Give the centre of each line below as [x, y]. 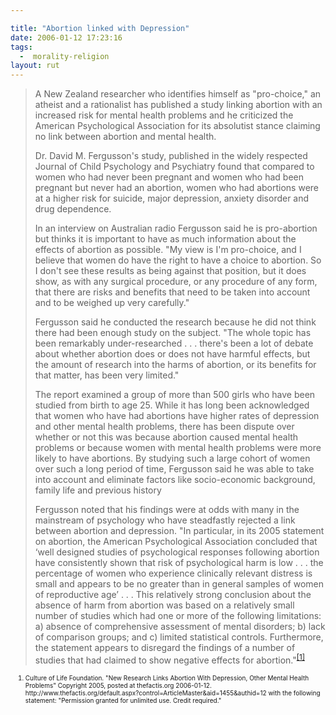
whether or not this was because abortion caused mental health [166, 437]
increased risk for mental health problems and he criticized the [164, 115]
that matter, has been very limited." [107, 375]
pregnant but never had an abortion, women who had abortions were [177, 188]
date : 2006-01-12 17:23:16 [66, 37]
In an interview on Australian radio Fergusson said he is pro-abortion [176, 228]
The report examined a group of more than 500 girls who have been [175, 395]
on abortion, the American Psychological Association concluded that [176, 542]
